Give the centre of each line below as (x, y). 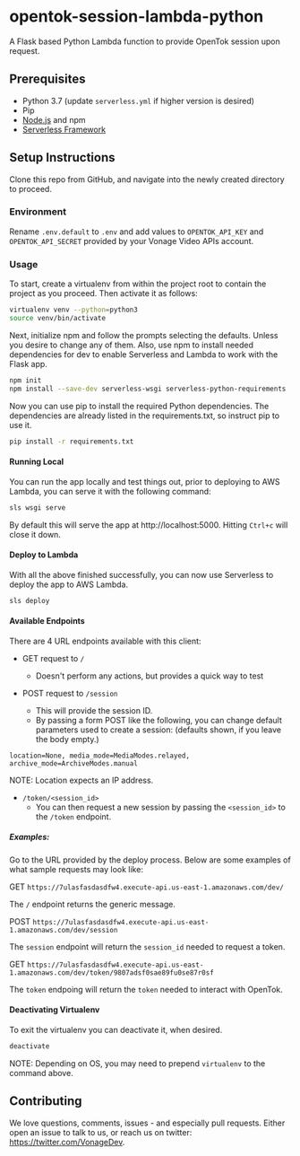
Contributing (46, 1101)
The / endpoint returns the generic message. (93, 904)
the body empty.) (68, 739)
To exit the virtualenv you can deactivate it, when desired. (116, 1030)
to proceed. (30, 188)
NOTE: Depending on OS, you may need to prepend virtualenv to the (137, 1063)
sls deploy (30, 600)
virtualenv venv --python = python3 (74, 310)
